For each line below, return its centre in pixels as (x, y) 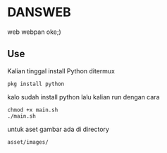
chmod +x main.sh (33, 110)
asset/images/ (28, 142)
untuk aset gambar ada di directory (58, 129)
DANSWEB (39, 12)
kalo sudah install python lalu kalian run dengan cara (83, 97)
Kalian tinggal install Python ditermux (61, 71)
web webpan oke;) (34, 32)
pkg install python (36, 84)
